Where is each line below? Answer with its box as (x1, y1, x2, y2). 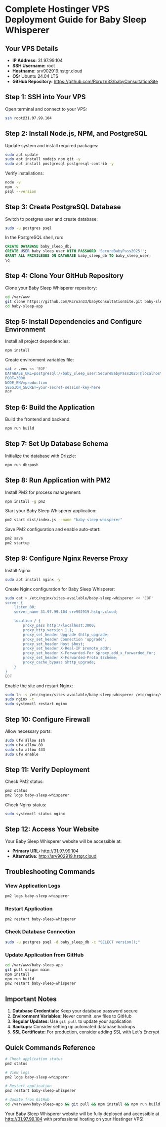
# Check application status (5, 1056, 63, 1062)
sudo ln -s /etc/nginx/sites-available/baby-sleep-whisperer (5, 692, 134, 697)
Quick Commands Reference (5, 1043, 95, 1052)
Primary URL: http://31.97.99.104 (12, 848, 79, 854)
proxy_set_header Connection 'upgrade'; (23, 637, 107, 642)
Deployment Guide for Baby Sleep (5, 14, 147, 25)
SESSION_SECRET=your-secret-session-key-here (5, 385, 100, 390)
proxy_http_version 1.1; (23, 627, 74, 633)
